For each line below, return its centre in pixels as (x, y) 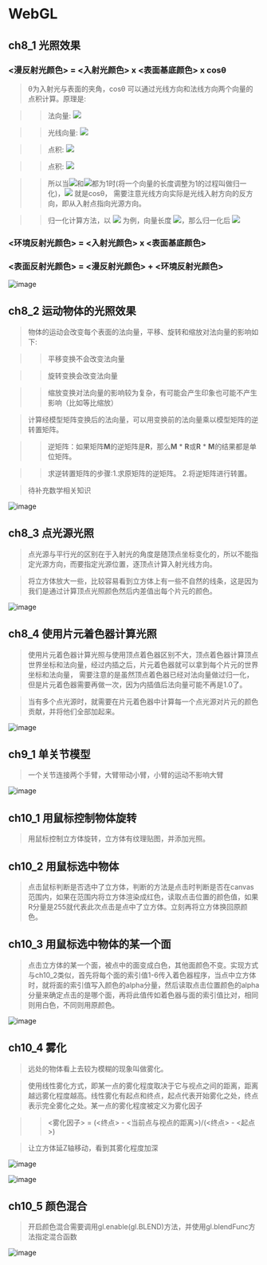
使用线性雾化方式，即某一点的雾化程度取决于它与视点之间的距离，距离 (143, 1086)
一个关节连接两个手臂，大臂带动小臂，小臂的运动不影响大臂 (126, 775)
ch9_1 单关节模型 (49, 754)
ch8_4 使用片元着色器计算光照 (83, 634)
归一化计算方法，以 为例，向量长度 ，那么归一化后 (139, 220)
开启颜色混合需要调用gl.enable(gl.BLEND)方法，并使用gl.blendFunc (138, 1227)
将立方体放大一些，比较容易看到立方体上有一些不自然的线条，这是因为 (143, 581)
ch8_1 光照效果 (45, 45)
